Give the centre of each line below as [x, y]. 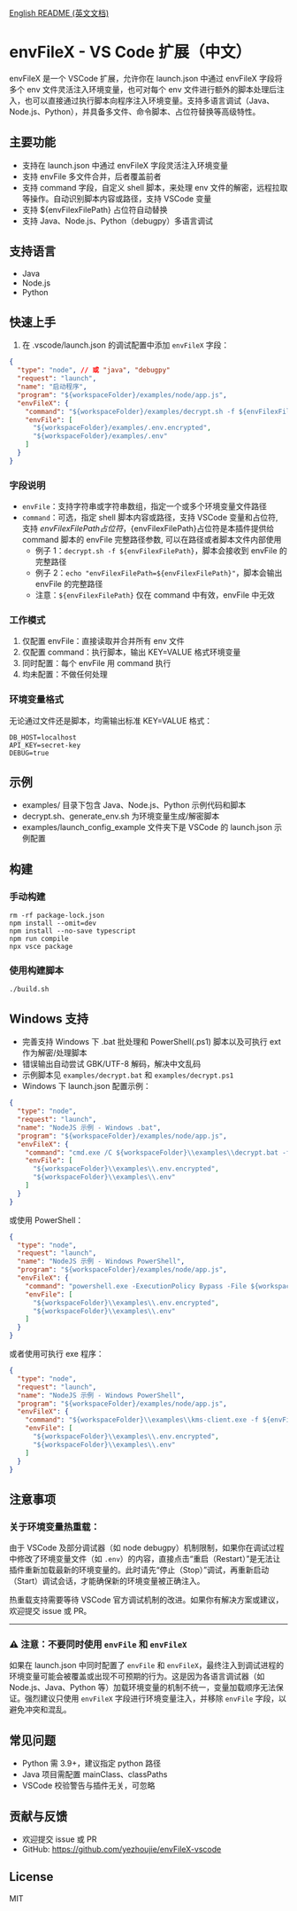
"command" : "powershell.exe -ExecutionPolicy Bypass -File [136, 1286]
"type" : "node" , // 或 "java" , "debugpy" [94, 371]
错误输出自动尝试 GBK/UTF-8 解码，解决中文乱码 [111, 1064]
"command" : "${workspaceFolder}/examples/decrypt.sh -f [130, 411]
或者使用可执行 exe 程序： [57, 1354]
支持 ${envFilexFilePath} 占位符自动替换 [95, 209]
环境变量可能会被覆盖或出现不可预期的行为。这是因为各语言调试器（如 [137, 1676]
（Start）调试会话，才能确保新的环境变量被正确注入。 [107, 1581]
